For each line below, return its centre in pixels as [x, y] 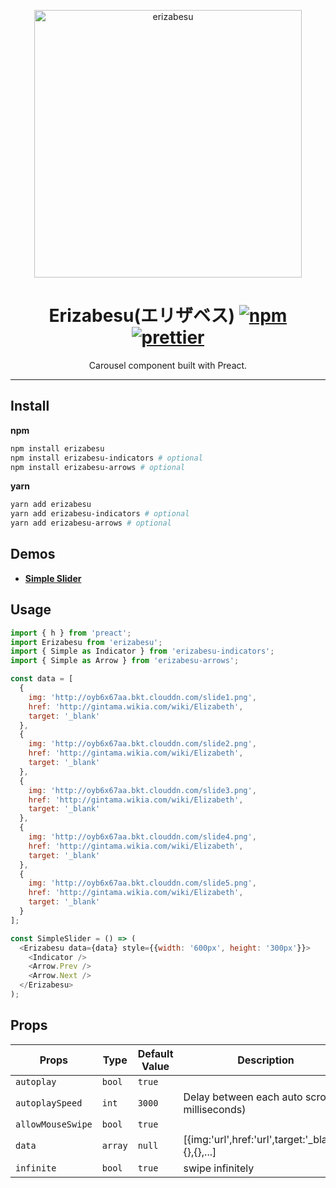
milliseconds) [215, 1109]
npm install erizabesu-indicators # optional [106, 458]
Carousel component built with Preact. [168, 365]
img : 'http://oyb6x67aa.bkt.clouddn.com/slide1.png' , [142, 697]
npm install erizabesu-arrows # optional [98, 467]
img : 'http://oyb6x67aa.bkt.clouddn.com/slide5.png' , [142, 883]
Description [266, 1060]
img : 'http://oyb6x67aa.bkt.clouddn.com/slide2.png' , [142, 744]
